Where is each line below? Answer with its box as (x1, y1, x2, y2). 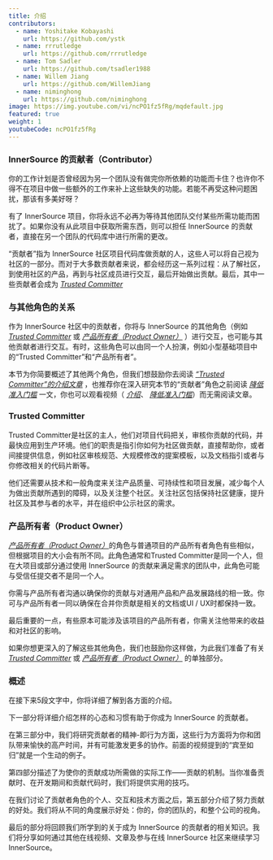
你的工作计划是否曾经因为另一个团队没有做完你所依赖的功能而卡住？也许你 (8, 174, 258, 184)
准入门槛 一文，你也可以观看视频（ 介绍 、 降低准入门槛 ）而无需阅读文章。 (8, 389, 257, 399)
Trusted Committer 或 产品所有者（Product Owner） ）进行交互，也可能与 (8, 332, 256, 341)
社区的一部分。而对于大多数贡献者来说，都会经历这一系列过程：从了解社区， (8, 259, 265, 269)
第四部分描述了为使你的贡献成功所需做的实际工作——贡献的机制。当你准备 (8, 767, 258, 777)
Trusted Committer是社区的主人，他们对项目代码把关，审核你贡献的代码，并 (8, 430, 264, 440)
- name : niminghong (15, 87, 82, 96)
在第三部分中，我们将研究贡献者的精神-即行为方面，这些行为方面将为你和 (8, 730, 254, 740)
